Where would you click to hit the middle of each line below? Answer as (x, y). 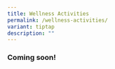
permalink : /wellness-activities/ (58, 20)
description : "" (31, 33)
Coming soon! (32, 58)
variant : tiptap (31, 26)
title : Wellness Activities (48, 14)
